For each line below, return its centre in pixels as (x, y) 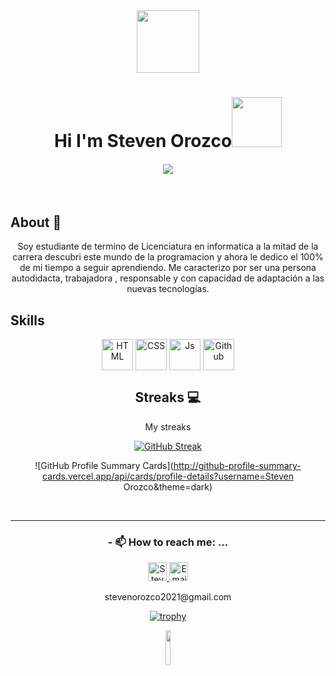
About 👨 (36, 222)
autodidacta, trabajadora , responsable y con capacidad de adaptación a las (168, 278)
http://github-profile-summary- (237, 465)
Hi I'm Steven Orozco (143, 141)
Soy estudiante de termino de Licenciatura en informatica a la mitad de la (168, 246)
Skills (27, 320)
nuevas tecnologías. (168, 289)
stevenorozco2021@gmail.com (168, 597)
